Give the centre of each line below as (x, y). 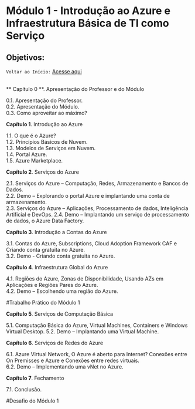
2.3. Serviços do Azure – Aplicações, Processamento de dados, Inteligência (97, 208)
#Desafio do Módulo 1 (32, 401)
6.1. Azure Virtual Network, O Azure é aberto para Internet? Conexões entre (97, 354)
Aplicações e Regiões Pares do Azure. (52, 285)
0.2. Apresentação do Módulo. (43, 107)
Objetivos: (25, 57)
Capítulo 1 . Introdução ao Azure (45, 124)
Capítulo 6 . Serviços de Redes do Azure (55, 343)
